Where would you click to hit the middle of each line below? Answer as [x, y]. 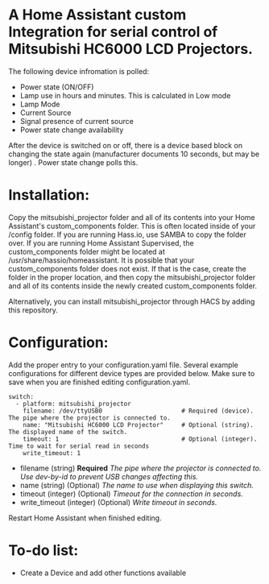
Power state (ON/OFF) [57, 87]
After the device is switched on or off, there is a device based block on [126, 145]
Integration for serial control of [113, 32]
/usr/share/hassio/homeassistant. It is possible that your [101, 260]
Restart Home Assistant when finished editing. [85, 518]
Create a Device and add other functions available [103, 573]
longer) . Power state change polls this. [73, 162]
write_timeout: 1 [52, 453]
